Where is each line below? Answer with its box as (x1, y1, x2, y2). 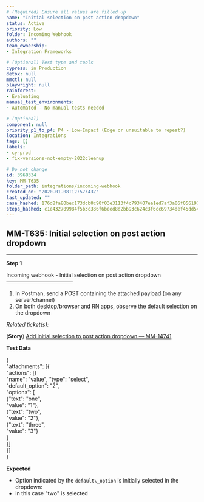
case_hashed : (6, 200, 39, 206)
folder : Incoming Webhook (6, 32, 72, 38)
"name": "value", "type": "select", (6, 375, 90, 383)
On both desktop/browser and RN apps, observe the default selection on (15, 302, 197, 310)
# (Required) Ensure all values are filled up (6, 9, 126, 15)
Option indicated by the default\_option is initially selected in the (15, 477, 179, 484)
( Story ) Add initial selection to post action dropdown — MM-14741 (6, 333, 172, 340)
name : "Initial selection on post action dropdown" (6, 15, 140, 21)
